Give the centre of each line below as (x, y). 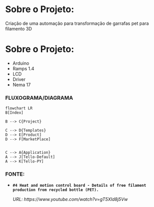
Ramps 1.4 (23, 68)
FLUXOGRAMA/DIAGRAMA (39, 98)
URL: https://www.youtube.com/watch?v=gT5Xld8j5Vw (70, 199)
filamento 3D (19, 28)
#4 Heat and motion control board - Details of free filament (79, 186)
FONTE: (15, 174)
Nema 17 (22, 85)
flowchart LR (19, 108)
